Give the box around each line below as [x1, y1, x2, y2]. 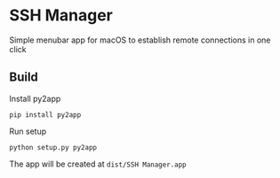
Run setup [9, 126, 47, 136]
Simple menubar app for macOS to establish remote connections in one [9, 35, 271, 45]
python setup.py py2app [9, 143, 98, 151]
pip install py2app [9, 110, 82, 120]
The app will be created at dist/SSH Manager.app [9, 159, 187, 169]
